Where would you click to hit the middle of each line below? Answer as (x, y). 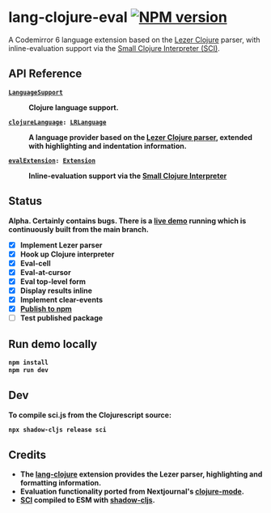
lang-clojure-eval (68, 17)
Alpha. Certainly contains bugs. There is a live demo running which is (127, 220)
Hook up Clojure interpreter (67, 254)
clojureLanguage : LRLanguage (57, 122)
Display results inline (56, 290)
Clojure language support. (74, 107)
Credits (28, 454)
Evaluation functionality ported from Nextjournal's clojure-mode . (132, 492)
